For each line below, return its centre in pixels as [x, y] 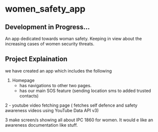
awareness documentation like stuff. [41, 125]
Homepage [23, 80]
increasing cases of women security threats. [50, 44]
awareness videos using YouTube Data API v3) [52, 110]
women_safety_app [45, 9]
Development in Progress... [48, 27]
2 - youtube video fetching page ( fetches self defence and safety [71, 105]
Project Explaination [36, 59]
